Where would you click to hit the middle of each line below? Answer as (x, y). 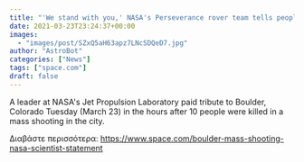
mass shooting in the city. (57, 121)
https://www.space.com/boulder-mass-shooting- (192, 138)
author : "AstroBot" (46, 51)
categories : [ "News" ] (50, 59)
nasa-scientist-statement (56, 148)
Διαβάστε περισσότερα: (54, 138)
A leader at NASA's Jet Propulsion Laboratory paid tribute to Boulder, (138, 102)
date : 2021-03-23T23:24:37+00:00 (72, 26)
